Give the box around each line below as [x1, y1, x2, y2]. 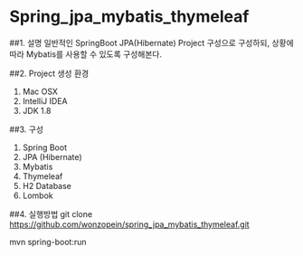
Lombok [22, 190, 54, 201]
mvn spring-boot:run [9, 236, 87, 247]
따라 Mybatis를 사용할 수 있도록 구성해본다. [9, 48, 163, 60]
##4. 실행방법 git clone [9, 208, 93, 219]
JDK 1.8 [22, 105, 52, 116]
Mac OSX [22, 86, 59, 97]
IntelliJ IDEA [22, 95, 68, 106]
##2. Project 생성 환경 [9, 68, 90, 79]
